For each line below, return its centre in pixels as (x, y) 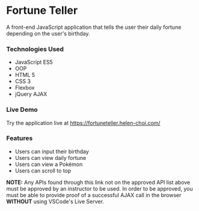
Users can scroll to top (43, 170)
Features (20, 138)
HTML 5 (25, 75)
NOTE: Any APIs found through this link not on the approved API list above (98, 182)
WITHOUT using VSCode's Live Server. (55, 201)
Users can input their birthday (52, 151)
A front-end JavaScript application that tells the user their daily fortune (94, 27)
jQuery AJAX (31, 94)
